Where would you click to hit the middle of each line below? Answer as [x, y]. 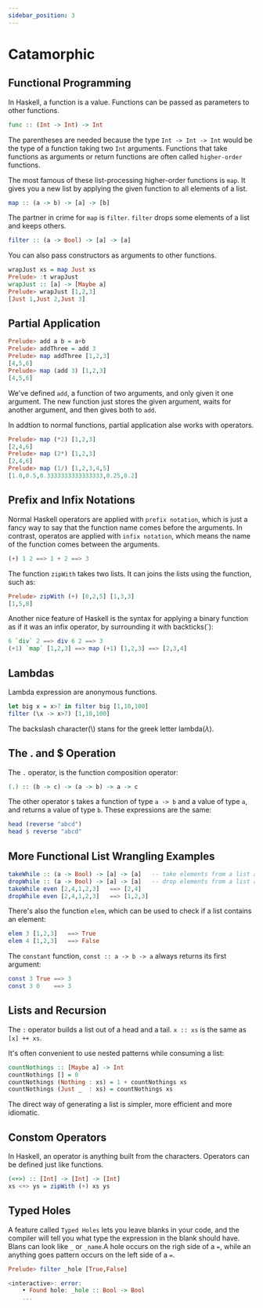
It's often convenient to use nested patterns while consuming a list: [116, 1053]
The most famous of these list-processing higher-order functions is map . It [127, 180]
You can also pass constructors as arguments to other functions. [112, 255]
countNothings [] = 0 [43, 1075]
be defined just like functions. [56, 1165]
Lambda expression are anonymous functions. [83, 692]
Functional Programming [70, 83]
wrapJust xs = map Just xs [52, 270]
